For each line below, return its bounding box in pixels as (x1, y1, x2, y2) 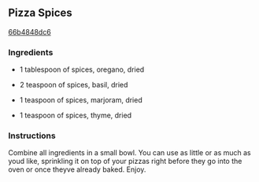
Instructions (8, 130, 57, 141)
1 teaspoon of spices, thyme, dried (19, 110, 132, 121)
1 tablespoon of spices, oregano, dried (19, 65, 145, 74)
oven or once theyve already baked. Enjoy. (8, 165, 146, 174)
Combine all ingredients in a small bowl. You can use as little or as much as (8, 148, 252, 158)
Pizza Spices (8, 6, 72, 20)
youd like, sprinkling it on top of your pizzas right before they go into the (8, 157, 242, 166)
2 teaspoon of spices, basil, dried (19, 80, 128, 90)
